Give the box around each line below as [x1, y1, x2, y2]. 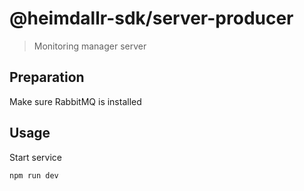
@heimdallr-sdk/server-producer [9, 7, 294, 30]
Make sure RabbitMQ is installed [9, 95, 142, 107]
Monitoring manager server [33, 40, 147, 52]
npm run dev [9, 170, 59, 181]
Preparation [9, 69, 85, 86]
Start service [9, 151, 62, 163]
